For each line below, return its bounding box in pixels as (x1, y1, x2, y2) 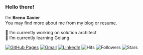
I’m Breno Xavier (5, 15, 40, 21)
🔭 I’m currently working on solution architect (5, 30, 97, 36)
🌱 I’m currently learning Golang (5, 35, 69, 41)
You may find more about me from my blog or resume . (5, 20, 117, 26)
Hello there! (5, 3, 35, 10)
